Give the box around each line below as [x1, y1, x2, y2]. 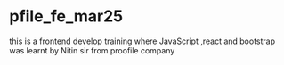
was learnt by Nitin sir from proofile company [9, 45, 175, 55]
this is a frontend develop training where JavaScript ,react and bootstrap [9, 36, 276, 46]
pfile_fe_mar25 [9, 6, 123, 27]
